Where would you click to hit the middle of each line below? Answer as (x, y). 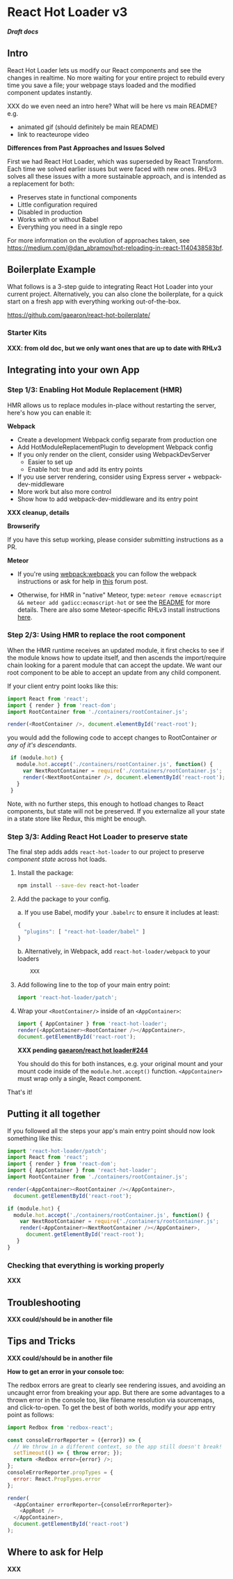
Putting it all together (54, 1114)
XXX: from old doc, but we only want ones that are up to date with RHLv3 (114, 348)
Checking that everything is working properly (86, 1265)
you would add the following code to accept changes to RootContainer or (112, 738)
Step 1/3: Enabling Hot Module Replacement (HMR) (95, 390)
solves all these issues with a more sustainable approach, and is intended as (116, 176)
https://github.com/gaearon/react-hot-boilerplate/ (79, 315)
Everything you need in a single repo (70, 227)
